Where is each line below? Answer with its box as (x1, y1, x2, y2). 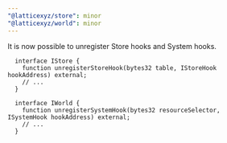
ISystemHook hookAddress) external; (7, 113, 130, 121)
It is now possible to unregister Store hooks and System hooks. (7, 41, 217, 51)
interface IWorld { (14, 99, 80, 107)
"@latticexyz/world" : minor (7, 19, 102, 27)
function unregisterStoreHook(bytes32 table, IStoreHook (22, 63, 217, 72)
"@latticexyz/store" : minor (7, 11, 102, 20)
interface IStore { (14, 57, 80, 65)
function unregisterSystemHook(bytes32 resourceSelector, (22, 106, 221, 114)
